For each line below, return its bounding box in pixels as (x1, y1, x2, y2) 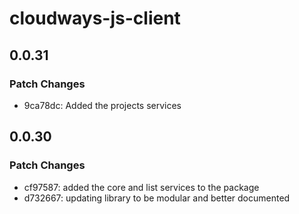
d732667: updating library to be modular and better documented (23, 192, 291, 204)
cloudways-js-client (9, 7, 181, 30)
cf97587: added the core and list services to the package (23, 181, 260, 193)
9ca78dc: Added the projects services (23, 99, 182, 111)
